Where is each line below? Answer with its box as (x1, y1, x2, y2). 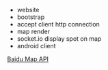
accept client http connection (16, 20, 100, 28)
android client (16, 42, 56, 50)
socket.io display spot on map (16, 35, 102, 43)
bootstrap (16, 13, 45, 21)
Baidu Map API (7, 55, 49, 63)
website (16, 6, 40, 14)
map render (16, 27, 50, 35)
